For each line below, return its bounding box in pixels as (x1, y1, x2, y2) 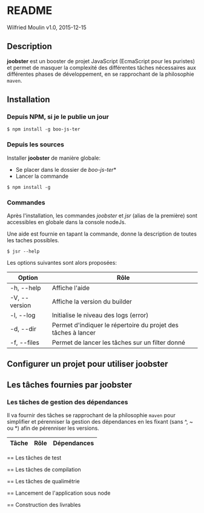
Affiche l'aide (51, 284, 90, 292)
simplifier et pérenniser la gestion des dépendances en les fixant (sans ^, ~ (7, 418, 193, 426)
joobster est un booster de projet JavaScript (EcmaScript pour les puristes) (7, 57, 196, 64)
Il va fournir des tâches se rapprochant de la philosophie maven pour (7, 412, 176, 419)
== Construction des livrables (7, 501, 81, 509)
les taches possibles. (7, 237, 59, 244)
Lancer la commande (15, 172, 69, 180)
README (7, 4, 53, 18)
